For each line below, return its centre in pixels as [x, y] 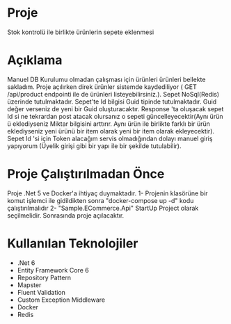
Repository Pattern [44, 277]
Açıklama [35, 60]
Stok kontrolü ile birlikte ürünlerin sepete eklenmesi [81, 32]
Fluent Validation [41, 292]
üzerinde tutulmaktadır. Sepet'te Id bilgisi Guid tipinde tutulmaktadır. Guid [112, 102]
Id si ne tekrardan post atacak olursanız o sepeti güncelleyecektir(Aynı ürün [115, 116]
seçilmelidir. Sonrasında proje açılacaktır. [66, 215]
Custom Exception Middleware [61, 300]
